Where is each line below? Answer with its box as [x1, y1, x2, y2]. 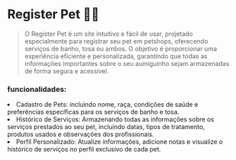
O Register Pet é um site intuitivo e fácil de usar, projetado [24, 29, 194, 38]
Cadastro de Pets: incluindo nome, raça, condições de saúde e [16, 100, 199, 109]
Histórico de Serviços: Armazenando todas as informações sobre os [16, 115, 215, 124]
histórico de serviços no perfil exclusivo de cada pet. [7, 145, 161, 154]
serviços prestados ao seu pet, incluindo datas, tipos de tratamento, [7, 123, 206, 131]
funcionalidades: [7, 84, 67, 94]
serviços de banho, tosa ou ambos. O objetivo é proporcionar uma [24, 44, 217, 53]
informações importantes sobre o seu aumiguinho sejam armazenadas [24, 59, 230, 67]
